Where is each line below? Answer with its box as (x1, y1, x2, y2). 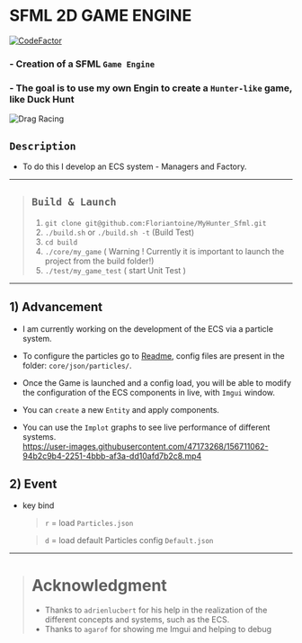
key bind (22, 500, 55, 511)
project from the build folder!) (44, 255, 155, 266)
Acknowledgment (31, 575, 168, 595)
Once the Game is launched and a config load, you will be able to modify (22, 377, 292, 388)
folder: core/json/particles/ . (22, 360, 132, 371)
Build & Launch (31, 195, 117, 209)
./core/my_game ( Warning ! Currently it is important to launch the (44, 246, 285, 256)
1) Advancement (9, 299, 103, 315)
